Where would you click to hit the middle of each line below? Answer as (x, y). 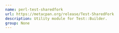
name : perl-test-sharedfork (34, 9)
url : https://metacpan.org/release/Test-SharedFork (59, 14)
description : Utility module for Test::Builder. (56, 18)
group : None (17, 23)
